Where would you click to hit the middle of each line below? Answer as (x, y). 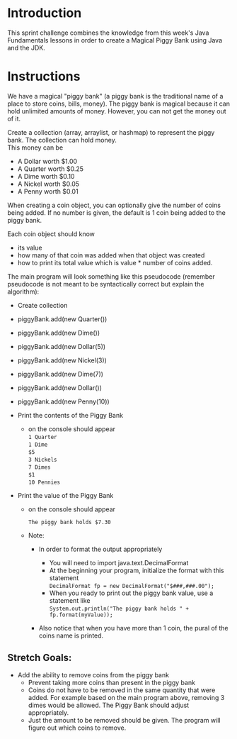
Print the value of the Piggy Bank (65, 495)
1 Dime (38, 445)
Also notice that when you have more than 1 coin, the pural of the (133, 628)
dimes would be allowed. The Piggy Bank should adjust (109, 705)
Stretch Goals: (40, 658)
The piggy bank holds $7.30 (69, 522)
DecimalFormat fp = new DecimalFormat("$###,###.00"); (132, 586)
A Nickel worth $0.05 (48, 184)
